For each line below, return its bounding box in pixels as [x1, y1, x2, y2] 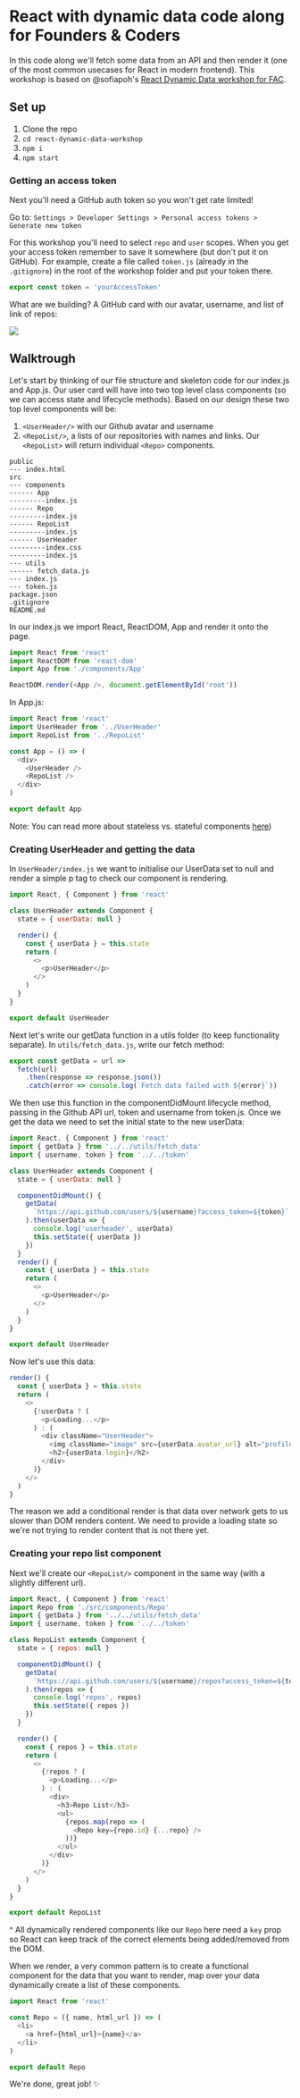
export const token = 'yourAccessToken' [9, 283, 162, 292]
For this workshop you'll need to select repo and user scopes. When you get [9, 237, 289, 248]
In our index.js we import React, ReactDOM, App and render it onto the [9, 621, 269, 632]
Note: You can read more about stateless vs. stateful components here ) [9, 821, 272, 831]
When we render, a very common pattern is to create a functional [9, 1960, 249, 1972]
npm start [21, 154, 60, 163]
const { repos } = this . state [25, 1742, 138, 1751]
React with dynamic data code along [9, 6, 286, 27]
